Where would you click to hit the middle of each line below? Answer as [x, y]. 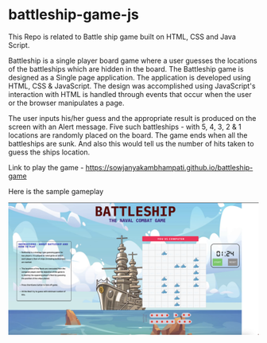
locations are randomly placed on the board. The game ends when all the [128, 135]
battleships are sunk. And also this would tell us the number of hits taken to [131, 143]
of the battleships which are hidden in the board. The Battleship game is [126, 68]
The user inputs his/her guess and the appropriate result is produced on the [132, 118]
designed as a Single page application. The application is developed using [130, 77]
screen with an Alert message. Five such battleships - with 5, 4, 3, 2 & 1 [125, 127]
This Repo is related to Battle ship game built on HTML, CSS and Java [122, 37]
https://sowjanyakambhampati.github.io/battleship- [169, 167]
